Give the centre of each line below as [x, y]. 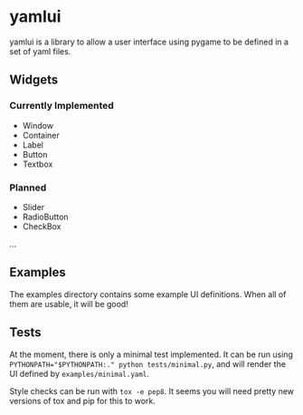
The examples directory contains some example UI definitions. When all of [148, 294]
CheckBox [42, 226]
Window [38, 125]
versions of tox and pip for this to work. [83, 401]
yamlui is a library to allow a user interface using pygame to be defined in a [149, 42]
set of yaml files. [40, 51]
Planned [28, 188]
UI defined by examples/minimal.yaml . [79, 373]
